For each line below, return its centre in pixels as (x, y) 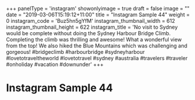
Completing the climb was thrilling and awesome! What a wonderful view (94, 39)
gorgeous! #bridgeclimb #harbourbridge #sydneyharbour (76, 52)
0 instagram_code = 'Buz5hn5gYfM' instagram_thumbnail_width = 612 (91, 21)
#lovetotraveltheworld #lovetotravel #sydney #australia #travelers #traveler (97, 58)
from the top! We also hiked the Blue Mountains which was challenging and (97, 46)
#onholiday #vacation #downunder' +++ (55, 64)
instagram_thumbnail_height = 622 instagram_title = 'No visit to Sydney (92, 27)
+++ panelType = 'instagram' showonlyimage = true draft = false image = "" (98, 8)
